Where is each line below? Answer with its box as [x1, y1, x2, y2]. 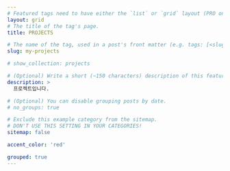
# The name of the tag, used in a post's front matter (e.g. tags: [7, 42, 204, 49]
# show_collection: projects [7, 60, 90, 67]
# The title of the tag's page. [7, 23, 99, 29]
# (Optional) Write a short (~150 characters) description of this [7, 73, 204, 79]
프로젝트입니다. [13, 85, 50, 92]
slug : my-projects [7, 48, 60, 55]
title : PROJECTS [7, 29, 53, 36]
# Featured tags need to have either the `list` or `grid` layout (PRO [7, 10, 216, 17]
